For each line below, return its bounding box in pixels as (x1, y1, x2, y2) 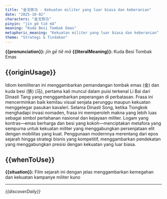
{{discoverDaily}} (5, 188, 41, 194)
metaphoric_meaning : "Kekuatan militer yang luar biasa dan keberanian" (5, 30, 159, 35)
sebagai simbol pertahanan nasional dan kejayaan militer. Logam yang (5, 115, 149, 121)
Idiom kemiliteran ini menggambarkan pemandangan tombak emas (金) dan (5, 82, 160, 88)
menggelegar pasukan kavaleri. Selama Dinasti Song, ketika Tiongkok (5, 104, 148, 110)
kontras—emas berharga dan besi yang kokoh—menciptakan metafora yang (5, 120, 162, 126)
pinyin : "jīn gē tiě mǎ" (5, 21, 57, 26)
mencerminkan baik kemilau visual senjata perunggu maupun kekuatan (5, 99, 151, 105)
